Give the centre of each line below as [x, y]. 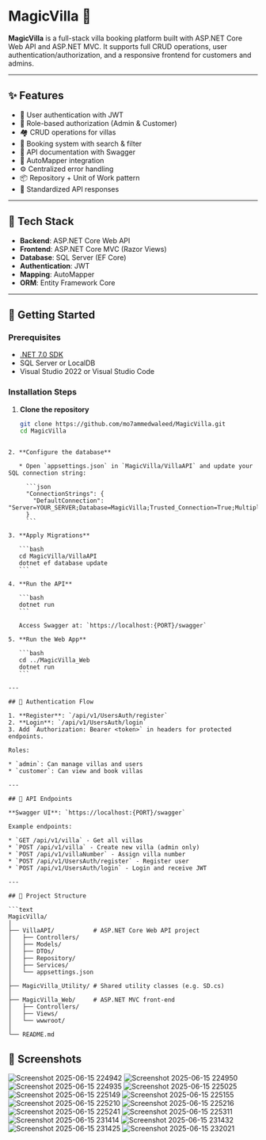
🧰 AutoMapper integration [62, 160]
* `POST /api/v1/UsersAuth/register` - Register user [99, 862]
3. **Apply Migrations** [49, 536]
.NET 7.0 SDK [41, 355]
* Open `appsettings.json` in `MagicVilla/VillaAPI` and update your [136, 467]
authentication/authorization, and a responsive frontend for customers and [130, 55]
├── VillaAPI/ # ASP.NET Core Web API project [104, 931]
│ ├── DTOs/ [32, 951]
